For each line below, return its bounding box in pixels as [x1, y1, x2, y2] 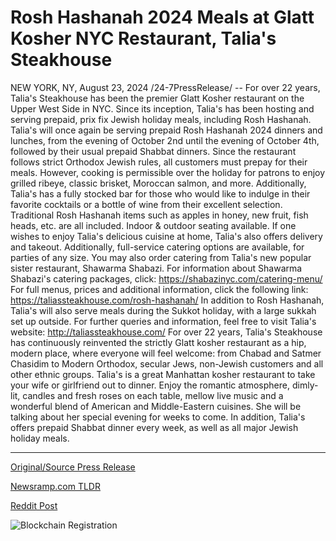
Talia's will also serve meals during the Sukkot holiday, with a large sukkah [10, 304, 317, 316]
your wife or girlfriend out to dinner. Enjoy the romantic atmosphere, [10, 379, 291, 391]
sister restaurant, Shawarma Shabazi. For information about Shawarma [10, 262, 303, 274]
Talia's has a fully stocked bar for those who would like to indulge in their [10, 187, 311, 200]
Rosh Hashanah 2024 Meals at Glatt [10, 6, 315, 29]
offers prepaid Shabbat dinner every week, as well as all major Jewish [10, 421, 299, 433]
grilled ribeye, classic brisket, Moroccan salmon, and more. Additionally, [10, 177, 307, 189]
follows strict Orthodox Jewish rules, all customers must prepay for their [10, 156, 308, 168]
